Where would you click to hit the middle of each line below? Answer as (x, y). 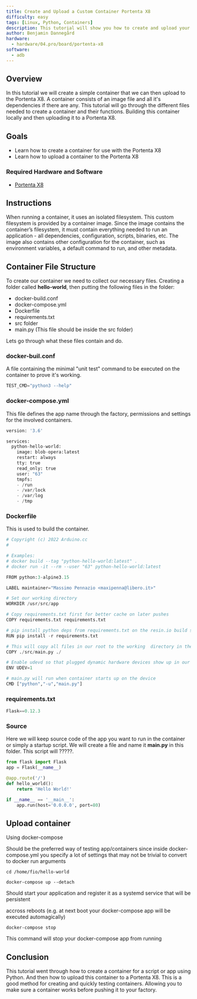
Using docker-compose (35, 837)
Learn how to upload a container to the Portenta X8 (77, 157)
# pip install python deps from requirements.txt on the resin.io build (97, 630)
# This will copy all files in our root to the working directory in (94, 646)
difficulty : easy (27, 17)
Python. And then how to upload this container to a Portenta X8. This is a (94, 977)
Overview (24, 79)
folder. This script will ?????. (40, 752)
